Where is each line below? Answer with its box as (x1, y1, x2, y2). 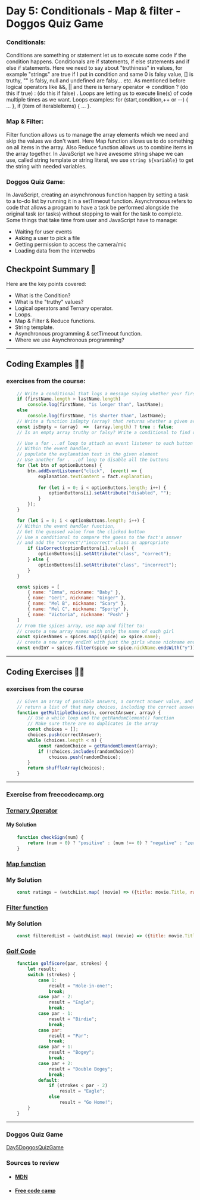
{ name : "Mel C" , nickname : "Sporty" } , (27, 606, 129, 613)
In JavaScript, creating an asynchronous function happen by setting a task (6, 191, 189, 198)
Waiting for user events (14, 228, 73, 235)
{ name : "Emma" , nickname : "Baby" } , (27, 589, 121, 595)
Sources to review (6, 1158, 60, 1167)
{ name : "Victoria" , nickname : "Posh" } (27, 611, 129, 617)
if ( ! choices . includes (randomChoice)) (37, 748, 135, 755)
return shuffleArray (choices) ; (27, 765, 105, 771)
